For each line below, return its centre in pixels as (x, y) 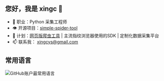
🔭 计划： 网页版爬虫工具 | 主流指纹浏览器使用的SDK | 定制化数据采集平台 (86, 36)
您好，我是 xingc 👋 (34, 9)
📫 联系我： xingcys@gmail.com (45, 41)
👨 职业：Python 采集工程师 (40, 22)
